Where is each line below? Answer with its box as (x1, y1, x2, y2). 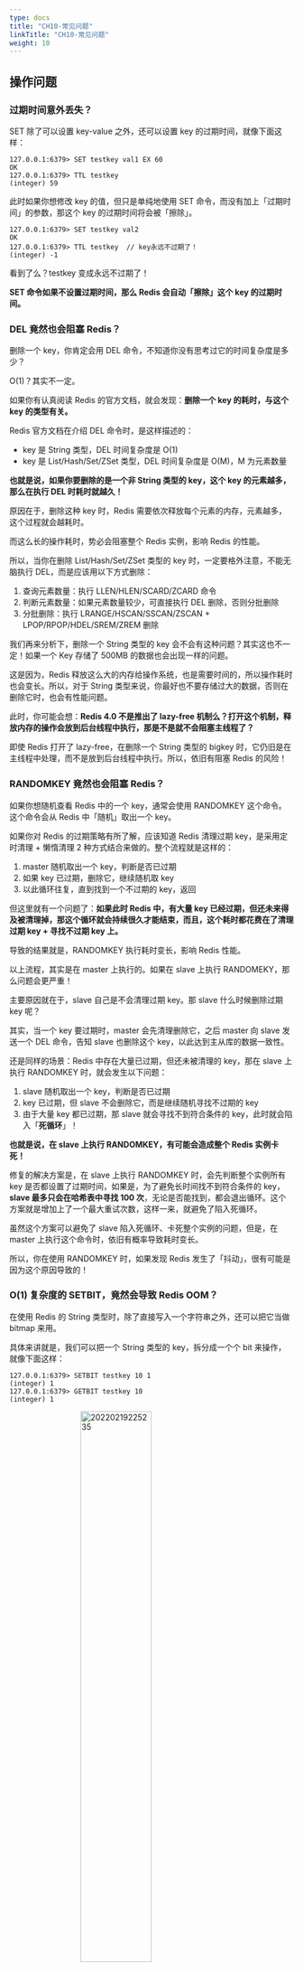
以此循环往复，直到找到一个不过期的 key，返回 (22, 883, 197, 895)
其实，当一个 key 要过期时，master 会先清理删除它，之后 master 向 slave (9, 1025, 280, 1036)
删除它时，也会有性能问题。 (9, 692, 113, 703)
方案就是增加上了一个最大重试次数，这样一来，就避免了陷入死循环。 (9, 1203, 262, 1214)
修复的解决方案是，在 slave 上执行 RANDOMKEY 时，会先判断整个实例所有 (9, 1169, 286, 1180)
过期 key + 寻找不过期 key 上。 (9, 925, 124, 936)
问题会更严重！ (16, 975, 73, 986)
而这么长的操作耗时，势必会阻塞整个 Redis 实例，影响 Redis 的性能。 (9, 536, 265, 547)
